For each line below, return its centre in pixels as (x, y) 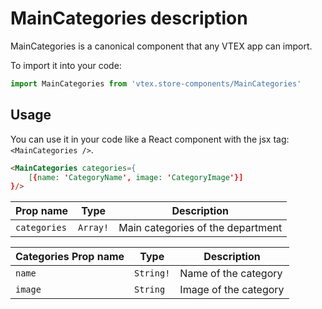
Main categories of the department (200, 228)
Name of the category (231, 274)
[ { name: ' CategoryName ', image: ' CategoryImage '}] (136, 177)
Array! (94, 228)
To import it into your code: (66, 65)
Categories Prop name (70, 257)
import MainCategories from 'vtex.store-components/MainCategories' (156, 83)
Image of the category (232, 290)
